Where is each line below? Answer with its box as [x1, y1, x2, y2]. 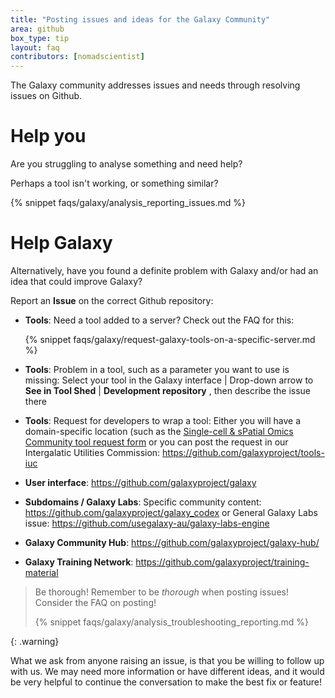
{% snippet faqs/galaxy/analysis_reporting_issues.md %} [10, 197, 247, 209]
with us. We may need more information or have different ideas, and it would [10, 666, 325, 677]
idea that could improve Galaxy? [10, 276, 143, 287]
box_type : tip [10, 33, 70, 43]
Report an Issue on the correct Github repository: [10, 295, 214, 306]
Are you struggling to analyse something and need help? [10, 158, 243, 170]
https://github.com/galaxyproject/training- [135, 556, 310, 568]
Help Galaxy [10, 232, 113, 255]
